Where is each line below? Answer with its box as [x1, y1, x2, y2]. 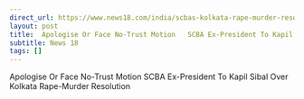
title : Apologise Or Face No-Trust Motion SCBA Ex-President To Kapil [9, 30, 294, 39]
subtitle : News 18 [9, 38, 79, 48]
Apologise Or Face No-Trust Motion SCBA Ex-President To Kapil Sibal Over [9, 71, 289, 82]
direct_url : [9, 13, 54, 22]
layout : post [9, 22, 59, 31]
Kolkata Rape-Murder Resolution [9, 81, 131, 92]
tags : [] [9, 47, 43, 56]
